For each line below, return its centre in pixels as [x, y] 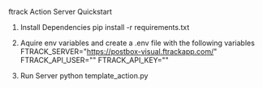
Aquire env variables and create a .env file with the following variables [138, 43]
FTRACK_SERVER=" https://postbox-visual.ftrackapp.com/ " [119, 51]
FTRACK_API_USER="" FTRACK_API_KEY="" [94, 60]
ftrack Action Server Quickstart [60, 12]
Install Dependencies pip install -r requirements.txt [105, 27]
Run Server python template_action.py [84, 75]
